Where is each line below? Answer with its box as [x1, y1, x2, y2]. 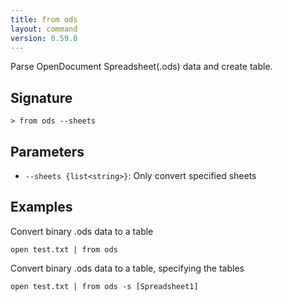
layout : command [10, 24, 78, 34]
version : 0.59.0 [10, 33, 78, 43]
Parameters [10, 143, 85, 160]
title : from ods [10, 14, 78, 25]
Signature [10, 89, 73, 106]
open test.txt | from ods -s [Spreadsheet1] [10, 281, 199, 291]
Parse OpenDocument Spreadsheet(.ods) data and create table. [10, 61, 273, 73]
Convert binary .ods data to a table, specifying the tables [10, 262, 245, 274]
